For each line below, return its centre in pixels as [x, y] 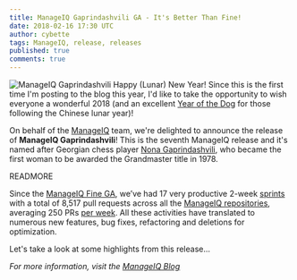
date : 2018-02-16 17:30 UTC [62, 26]
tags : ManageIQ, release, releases [76, 42]
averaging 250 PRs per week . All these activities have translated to [132, 212]
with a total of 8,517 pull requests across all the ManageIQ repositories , [140, 203]
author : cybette [39, 34]
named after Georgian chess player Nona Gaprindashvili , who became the [145, 149]
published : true [39, 51]
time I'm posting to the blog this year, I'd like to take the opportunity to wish [148, 94]
